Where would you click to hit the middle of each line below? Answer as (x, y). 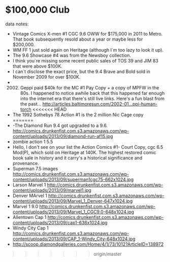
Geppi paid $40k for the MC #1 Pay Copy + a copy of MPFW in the (90, 87)
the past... (31, 104)
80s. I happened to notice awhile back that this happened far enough (92, 93)
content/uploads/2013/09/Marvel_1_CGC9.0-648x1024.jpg (73, 212)
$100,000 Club (38, 10)
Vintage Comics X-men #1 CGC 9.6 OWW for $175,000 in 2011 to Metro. (88, 34)
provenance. (26, 163)
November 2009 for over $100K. (46, 77)
